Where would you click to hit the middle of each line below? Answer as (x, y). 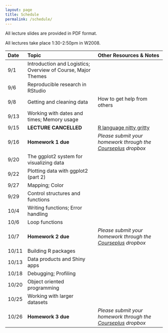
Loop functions (45, 222)
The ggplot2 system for (55, 157)
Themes (37, 77)
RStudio (36, 91)
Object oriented (45, 282)
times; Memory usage (53, 120)
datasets (37, 302)
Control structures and (54, 193)
